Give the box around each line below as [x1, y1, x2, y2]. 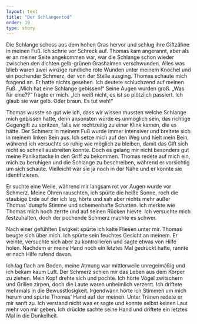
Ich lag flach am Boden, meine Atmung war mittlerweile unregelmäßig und [6, 262, 185, 269]
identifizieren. [6, 171, 39, 178]
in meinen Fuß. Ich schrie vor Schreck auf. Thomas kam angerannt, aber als [6, 48, 189, 55]
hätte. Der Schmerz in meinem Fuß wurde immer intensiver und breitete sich [6, 128, 191, 135]
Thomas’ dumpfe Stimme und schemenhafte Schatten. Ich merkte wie [6, 201, 175, 209]
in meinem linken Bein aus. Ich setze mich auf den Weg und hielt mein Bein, [6, 134, 189, 141]
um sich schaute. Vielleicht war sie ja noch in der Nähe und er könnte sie [6, 166, 182, 173]
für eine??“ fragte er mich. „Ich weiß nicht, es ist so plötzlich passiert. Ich [6, 91, 183, 98]
